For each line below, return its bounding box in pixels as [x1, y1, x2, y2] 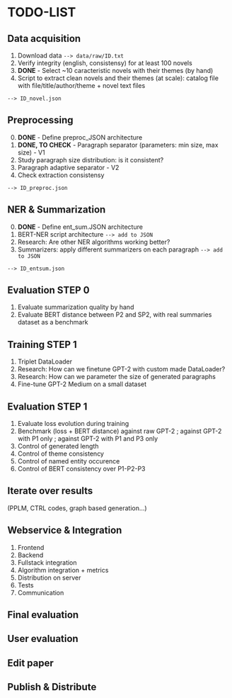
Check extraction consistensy [17, 171, 105, 179]
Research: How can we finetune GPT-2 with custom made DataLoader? [17, 365, 226, 373]
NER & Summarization [7, 203, 106, 216]
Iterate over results [7, 485, 93, 497]
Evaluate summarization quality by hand [17, 303, 134, 312]
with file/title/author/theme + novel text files [17, 81, 146, 89]
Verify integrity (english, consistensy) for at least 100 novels [17, 59, 192, 67]
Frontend [17, 543, 45, 551]
